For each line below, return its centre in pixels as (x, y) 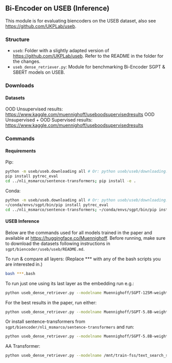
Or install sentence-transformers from (45, 322)
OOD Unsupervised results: (34, 109)
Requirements (21, 151)
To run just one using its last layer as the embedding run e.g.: (70, 283)
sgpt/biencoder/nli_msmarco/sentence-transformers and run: (70, 327)
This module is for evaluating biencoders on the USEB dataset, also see (81, 20)
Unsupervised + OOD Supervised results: (49, 120)
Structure (17, 39)
